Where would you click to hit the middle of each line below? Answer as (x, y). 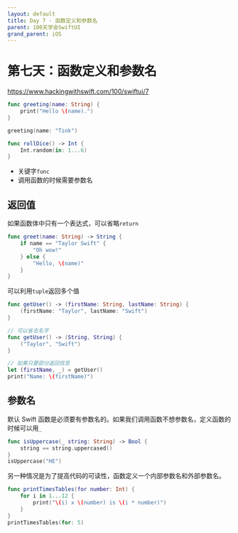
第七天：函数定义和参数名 (82, 71)
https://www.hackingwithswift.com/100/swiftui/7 (78, 92)
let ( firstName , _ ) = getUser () (55, 370)
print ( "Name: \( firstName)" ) (50, 377)
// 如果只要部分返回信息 (39, 363)
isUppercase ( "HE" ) (34, 461)
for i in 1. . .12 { (47, 496)
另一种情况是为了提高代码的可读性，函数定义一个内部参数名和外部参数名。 (116, 476)
